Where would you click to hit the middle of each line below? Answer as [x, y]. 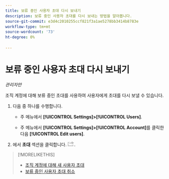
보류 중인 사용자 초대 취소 [50, 171]
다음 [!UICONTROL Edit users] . [52, 134]
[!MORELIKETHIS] [36, 154]
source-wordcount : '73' [30, 32]
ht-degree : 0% [20, 37]
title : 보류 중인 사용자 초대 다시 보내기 [43, 11]
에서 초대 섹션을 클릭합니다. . [44, 144]
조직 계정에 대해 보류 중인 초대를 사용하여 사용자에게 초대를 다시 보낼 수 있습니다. [84, 95]
